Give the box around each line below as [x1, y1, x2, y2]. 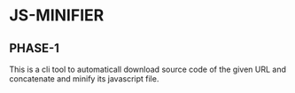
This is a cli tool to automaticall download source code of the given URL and [9, 64, 286, 74]
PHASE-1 [9, 41, 60, 56]
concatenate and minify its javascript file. [9, 74, 159, 84]
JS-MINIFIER [9, 5, 105, 26]
